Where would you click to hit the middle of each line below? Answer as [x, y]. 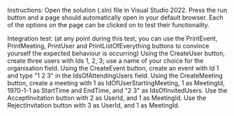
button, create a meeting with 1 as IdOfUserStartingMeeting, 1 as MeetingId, [116, 83]
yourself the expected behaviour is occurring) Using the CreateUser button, [116, 53]
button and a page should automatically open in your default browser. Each [115, 17]
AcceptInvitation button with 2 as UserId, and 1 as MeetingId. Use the [107, 98]
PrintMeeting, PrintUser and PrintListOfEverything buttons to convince [108, 46]
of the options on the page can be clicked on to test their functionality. [108, 25]
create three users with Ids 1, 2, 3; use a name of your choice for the [105, 61]
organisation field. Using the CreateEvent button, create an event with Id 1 [113, 68]
